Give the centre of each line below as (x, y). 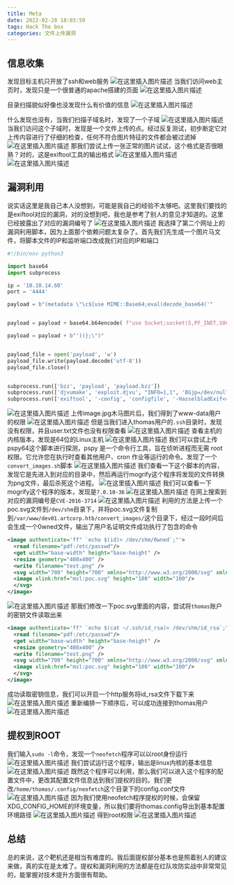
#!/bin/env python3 (36, 253)
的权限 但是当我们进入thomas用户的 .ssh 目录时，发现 (115, 422)
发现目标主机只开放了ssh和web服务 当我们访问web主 (115, 82)
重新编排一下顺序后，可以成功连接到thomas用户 (139, 703)
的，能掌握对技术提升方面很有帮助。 (59, 875)
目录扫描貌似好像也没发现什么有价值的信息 (68, 105)
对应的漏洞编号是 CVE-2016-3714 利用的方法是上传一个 (115, 500)
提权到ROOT (34, 736)
